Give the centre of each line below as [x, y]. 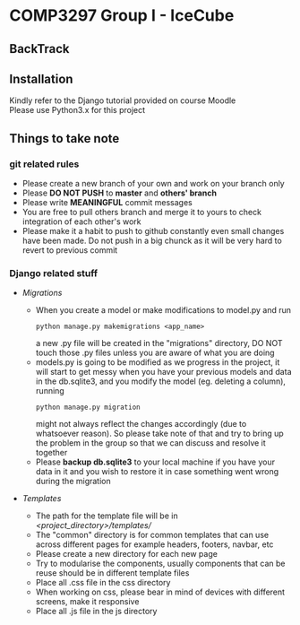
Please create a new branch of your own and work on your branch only [153, 184]
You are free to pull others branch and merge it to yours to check [142, 213]
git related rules [44, 164]
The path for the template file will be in [107, 516]
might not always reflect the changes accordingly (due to [141, 424]
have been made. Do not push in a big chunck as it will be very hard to [152, 241]
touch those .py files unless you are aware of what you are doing [155, 353]
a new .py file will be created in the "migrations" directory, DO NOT [159, 343]
